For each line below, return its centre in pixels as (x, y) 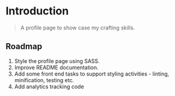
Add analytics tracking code (49, 86)
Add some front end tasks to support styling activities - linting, (92, 74)
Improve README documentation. (56, 67)
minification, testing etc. (44, 80)
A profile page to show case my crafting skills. (78, 28)
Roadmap (24, 46)
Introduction (37, 11)
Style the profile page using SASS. (57, 61)
